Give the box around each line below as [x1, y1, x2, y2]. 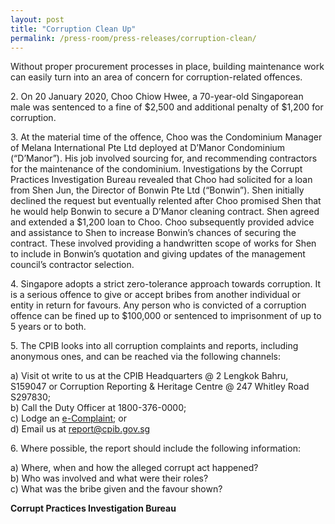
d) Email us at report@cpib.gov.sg [10, 423, 151, 435]
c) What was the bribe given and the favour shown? [10, 483, 223, 495]
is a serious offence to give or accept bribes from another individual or [10, 289, 301, 301]
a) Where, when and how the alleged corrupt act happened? [10, 462, 259, 474]
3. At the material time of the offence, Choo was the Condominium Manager [10, 131, 323, 143]
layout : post [10, 14, 65, 25]
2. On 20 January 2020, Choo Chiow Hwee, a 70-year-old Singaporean [10, 91, 304, 103]
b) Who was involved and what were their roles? [10, 472, 209, 485]
